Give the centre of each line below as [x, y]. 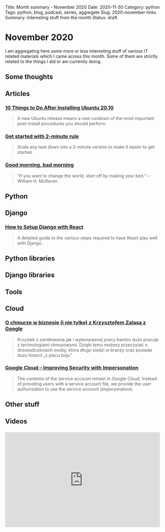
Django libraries [30, 275]
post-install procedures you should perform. [62, 124]
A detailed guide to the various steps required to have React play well [87, 237]
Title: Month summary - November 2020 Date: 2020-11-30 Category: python [82, 7]
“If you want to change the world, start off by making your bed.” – [83, 176]
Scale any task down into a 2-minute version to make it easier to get [86, 147]
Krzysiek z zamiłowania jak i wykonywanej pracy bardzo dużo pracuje [88, 339]
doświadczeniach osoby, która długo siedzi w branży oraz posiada [84, 350]
